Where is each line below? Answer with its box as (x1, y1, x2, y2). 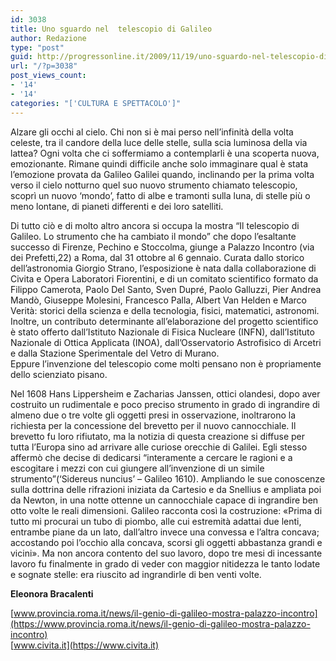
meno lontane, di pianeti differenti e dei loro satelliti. (10, 200, 224, 212)
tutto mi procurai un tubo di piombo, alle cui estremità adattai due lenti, (10, 515, 302, 527)
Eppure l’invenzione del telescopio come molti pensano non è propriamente (10, 357, 322, 370)
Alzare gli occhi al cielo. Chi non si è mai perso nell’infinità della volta (10, 126, 294, 138)
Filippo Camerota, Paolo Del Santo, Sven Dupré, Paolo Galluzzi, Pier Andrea (10, 283, 322, 295)
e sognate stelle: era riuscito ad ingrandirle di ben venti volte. (10, 568, 262, 580)
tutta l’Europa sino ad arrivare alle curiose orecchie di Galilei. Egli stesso (10, 441, 308, 453)
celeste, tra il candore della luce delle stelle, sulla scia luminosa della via (10, 136, 308, 148)
